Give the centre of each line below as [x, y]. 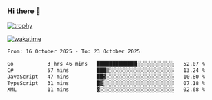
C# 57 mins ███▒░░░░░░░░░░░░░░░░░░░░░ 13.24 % [106, 71]
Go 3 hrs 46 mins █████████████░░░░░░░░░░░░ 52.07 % [106, 64]
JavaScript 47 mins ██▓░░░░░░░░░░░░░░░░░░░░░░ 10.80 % [106, 77]
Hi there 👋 [24, 11]
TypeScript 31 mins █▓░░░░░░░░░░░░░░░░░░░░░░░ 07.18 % [106, 83]
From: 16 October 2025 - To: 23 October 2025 [74, 52]
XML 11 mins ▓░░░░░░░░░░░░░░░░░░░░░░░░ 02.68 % [106, 89]
